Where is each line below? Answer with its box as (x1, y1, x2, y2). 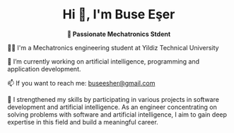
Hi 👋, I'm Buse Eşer (62, 6, 175, 23)
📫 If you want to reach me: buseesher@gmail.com (7, 79, 156, 87)
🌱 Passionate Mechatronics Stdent (66, 30, 171, 38)
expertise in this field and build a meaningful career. (7, 117, 159, 126)
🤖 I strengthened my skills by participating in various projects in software (7, 95, 219, 103)
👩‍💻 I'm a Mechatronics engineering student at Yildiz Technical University (7, 43, 219, 52)
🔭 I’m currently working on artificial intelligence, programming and (7, 57, 200, 66)
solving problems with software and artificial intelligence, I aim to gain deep (7, 110, 228, 119)
